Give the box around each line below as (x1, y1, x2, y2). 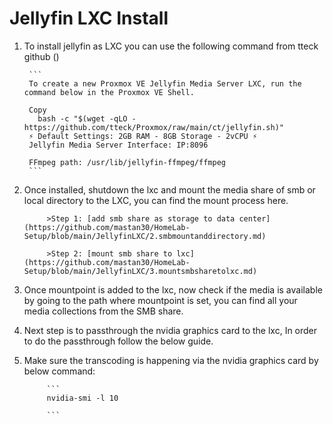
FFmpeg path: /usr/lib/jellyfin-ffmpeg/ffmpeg (28, 157, 226, 167)
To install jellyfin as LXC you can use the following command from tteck (23, 40, 319, 52)
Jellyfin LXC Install (9, 7, 169, 30)
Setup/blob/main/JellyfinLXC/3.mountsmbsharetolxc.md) (23, 266, 258, 276)
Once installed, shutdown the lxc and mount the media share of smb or (23, 183, 316, 196)
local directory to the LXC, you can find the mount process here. (23, 194, 289, 206)
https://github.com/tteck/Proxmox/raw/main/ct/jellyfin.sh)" (23, 122, 285, 132)
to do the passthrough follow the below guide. (23, 335, 214, 347)
